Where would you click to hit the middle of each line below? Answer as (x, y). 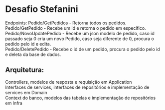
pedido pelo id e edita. (28, 44)
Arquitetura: (24, 70)
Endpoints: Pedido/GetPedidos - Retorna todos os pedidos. (66, 23)
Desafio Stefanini (42, 9)
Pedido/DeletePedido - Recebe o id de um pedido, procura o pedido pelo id (83, 49)
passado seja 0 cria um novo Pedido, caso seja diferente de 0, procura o (80, 39)
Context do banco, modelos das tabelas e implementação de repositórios (81, 98)
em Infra (14, 103)
